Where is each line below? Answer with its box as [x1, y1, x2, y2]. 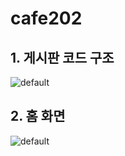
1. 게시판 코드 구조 [10, 49, 115, 66]
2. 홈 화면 [10, 108, 66, 125]
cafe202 [10, 7, 83, 30]
